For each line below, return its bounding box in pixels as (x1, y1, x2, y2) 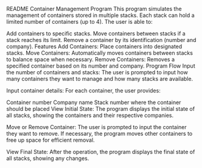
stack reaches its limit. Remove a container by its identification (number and (6, 37, 197, 43)
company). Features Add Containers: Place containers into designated (6, 43, 183, 50)
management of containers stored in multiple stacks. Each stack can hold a (6, 12, 195, 19)
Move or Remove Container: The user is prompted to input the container (6, 124, 187, 130)
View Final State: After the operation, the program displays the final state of (6, 149, 195, 155)
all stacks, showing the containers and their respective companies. (6, 112, 174, 119)
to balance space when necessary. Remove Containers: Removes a (6, 56, 175, 63)
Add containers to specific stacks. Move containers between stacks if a (6, 30, 186, 37)
